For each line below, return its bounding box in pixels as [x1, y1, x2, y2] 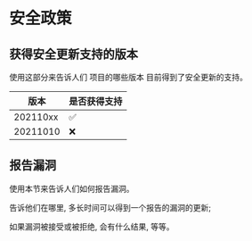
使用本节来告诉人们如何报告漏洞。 [9, 183, 134, 194]
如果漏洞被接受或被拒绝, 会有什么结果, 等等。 [9, 220, 175, 232]
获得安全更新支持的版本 [9, 46, 138, 62]
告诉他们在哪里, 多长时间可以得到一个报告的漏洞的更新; [9, 202, 212, 212]
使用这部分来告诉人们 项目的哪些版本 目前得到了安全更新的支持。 [9, 72, 248, 82]
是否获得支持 [69, 96, 123, 107]
